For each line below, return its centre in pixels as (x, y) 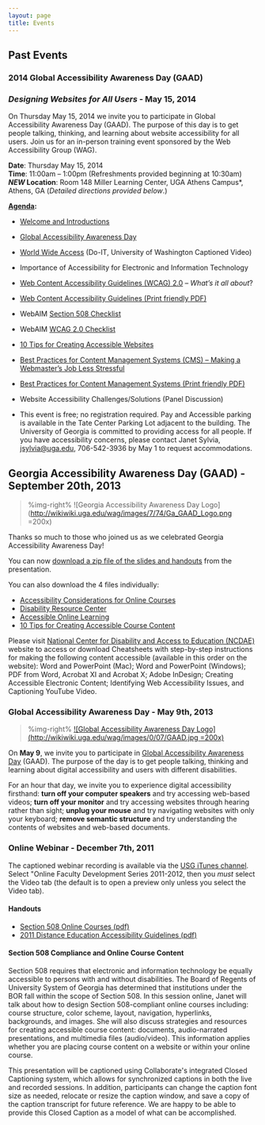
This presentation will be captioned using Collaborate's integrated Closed (128, 1070)
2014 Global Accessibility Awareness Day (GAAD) (106, 78)
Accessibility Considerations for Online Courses (98, 599)
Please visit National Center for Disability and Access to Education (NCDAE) (132, 641)
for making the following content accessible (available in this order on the (128, 657)
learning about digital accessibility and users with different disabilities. (123, 770)
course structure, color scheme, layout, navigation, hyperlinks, (110, 1012)
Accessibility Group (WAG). (53, 150)
